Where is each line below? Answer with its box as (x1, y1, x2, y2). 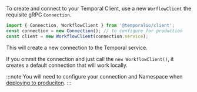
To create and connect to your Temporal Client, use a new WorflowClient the (6, 5, 192, 12)
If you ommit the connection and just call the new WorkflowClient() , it (6, 55, 174, 62)
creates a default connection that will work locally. (6, 62, 128, 69)
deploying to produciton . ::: (6, 79, 72, 86)
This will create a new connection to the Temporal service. (6, 44, 148, 51)
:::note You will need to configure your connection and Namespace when (6, 73, 183, 80)
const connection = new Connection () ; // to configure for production (6, 28, 183, 34)
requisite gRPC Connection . (6, 11, 72, 18)
